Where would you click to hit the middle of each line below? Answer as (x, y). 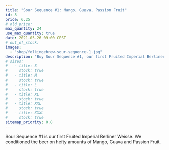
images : (13, 47)
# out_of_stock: (22, 43)
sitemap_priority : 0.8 (29, 122)
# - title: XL (22, 94)
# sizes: (14, 61)
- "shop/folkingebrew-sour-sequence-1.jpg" (56, 52)
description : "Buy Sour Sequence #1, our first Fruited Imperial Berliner (85, 57)
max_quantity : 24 (23, 29)
